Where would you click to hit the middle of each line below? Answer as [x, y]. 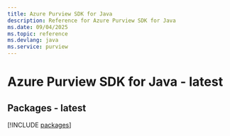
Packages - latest [47, 108]
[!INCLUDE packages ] [39, 125]
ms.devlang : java [33, 40]
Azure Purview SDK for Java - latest [115, 82]
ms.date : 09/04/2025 [38, 27]
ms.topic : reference [38, 34]
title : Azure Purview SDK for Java [60, 14]
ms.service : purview [38, 47]
